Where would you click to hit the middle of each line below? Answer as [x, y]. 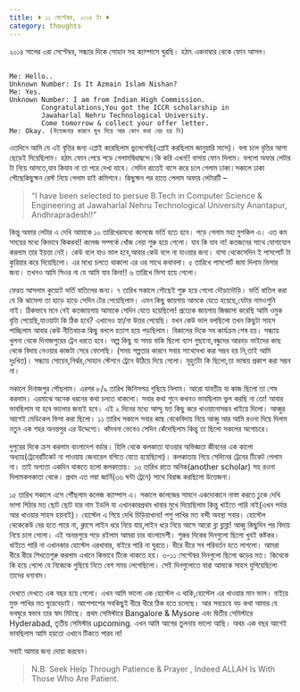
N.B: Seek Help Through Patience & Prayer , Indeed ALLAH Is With [153, 669]
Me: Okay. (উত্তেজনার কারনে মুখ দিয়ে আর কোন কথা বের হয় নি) [97, 131]
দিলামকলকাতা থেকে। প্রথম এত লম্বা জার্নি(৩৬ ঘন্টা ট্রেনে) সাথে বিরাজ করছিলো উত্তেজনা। [121, 477]
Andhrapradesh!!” [64, 215]
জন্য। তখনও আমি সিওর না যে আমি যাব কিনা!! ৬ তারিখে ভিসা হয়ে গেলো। [104, 272]
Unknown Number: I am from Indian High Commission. [107, 99]
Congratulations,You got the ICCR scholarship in [135, 107]
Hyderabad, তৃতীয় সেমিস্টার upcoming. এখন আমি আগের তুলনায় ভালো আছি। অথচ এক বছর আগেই [148, 623]
